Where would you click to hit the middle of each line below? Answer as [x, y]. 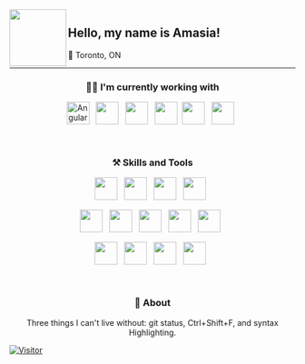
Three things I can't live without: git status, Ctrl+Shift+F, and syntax [152, 322]
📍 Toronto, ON [94, 54]
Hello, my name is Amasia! [144, 33]
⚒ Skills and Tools [152, 162]
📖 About [152, 303]
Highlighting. [152, 332]
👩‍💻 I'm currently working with [152, 87]
